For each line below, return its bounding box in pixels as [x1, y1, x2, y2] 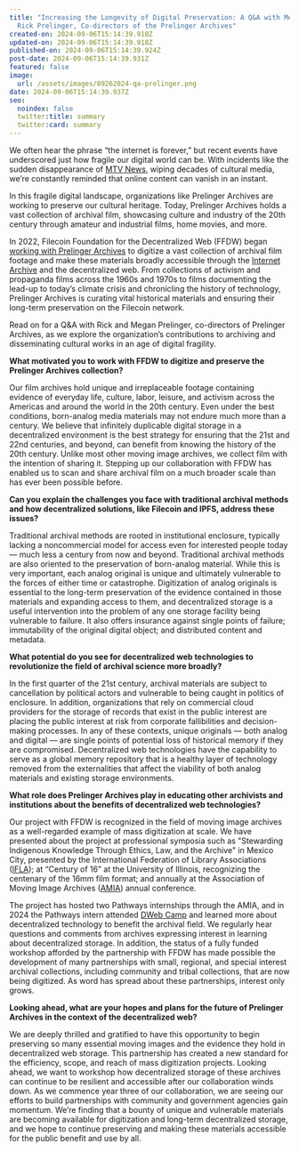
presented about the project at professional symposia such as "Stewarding [9, 835, 283, 846]
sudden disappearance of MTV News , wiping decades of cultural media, [9, 164, 275, 174]
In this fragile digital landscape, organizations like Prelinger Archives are [9, 190, 274, 201]
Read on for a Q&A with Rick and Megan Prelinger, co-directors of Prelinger [9, 319, 286, 330]
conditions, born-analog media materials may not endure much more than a [9, 411, 287, 421]
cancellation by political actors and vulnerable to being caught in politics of [9, 688, 285, 698]
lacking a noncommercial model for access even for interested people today [9, 540, 288, 550]
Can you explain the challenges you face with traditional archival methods [9, 495, 289, 504]
